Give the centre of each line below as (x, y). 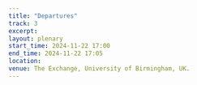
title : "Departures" (43, 16)
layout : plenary (36, 38)
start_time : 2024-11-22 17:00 (60, 46)
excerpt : (23, 31)
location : (25, 62)
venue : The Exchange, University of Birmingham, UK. (99, 69)
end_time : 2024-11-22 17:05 (56, 53)
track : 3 (23, 23)
